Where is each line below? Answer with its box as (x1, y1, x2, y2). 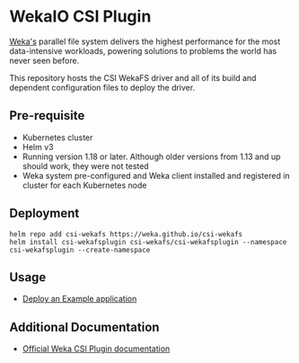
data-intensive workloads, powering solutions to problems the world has (9, 45, 277, 56)
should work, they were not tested (22, 160, 150, 172)
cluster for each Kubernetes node (22, 180, 147, 190)
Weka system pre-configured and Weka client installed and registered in (22, 170, 290, 181)
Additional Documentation (9, 319, 160, 334)
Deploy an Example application (22, 294, 137, 305)
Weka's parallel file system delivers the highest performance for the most (9, 36, 281, 47)
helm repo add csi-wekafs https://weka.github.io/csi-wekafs (9, 229, 243, 239)
